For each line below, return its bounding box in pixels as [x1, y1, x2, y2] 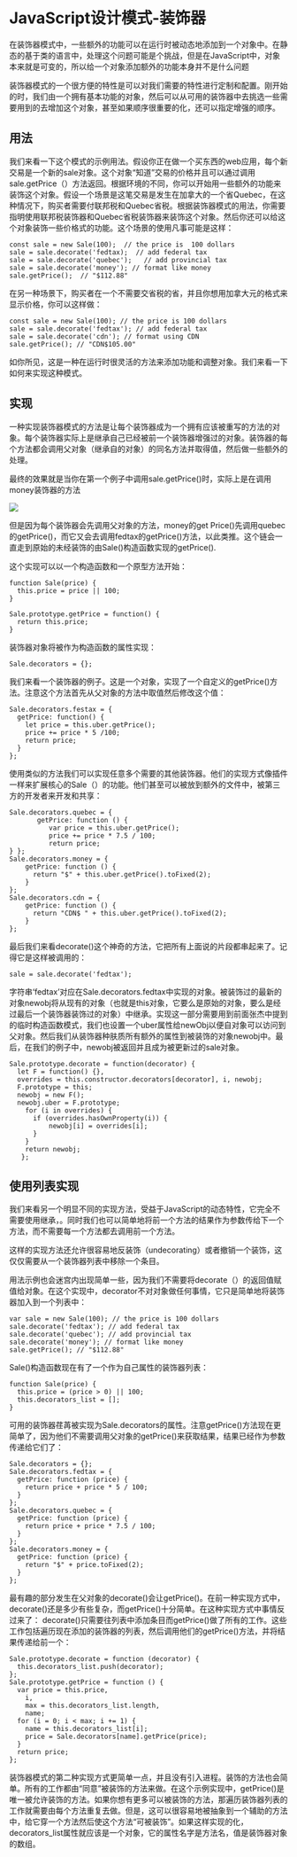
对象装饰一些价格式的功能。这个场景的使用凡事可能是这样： [16, 222, 234, 233]
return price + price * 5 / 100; [25, 1483, 148, 1492]
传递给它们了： [9, 1442, 64, 1453]
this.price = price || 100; [17, 586, 121, 595]
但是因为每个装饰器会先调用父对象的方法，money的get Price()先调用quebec [9, 519, 286, 530]
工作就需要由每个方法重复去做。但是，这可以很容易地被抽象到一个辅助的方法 [9, 1806, 288, 1816]
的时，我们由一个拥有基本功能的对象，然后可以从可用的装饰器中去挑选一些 [9, 90, 280, 102]
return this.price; [17, 617, 89, 626]
